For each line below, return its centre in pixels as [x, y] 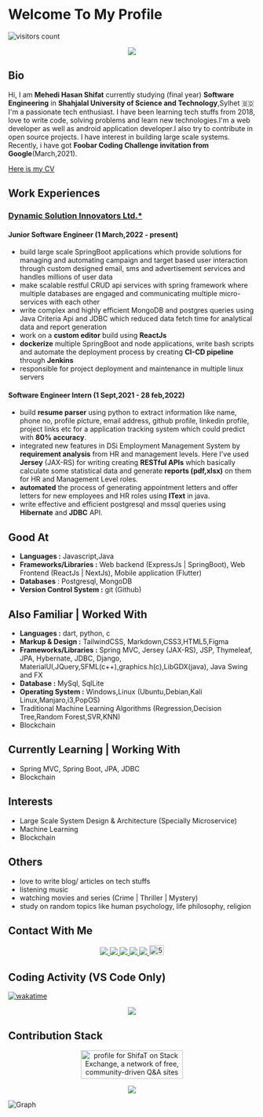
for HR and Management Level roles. [79, 479]
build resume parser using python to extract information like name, [128, 412]
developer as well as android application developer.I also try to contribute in [131, 128]
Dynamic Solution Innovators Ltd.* [75, 216]
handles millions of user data [66, 277]
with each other [75, 302]
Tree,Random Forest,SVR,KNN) [70, 717]
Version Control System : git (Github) [80, 590]
